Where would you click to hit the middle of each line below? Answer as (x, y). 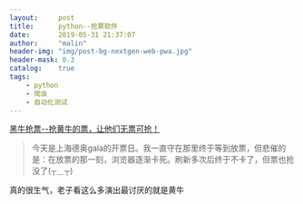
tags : (20, 77)
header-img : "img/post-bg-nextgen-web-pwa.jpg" (101, 52)
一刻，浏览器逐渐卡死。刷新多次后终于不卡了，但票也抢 (191, 160)
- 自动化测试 (47, 102)
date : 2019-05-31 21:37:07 (73, 34)
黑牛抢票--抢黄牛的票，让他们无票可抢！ (85, 129)
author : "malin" (49, 43)
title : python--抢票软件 (64, 26)
